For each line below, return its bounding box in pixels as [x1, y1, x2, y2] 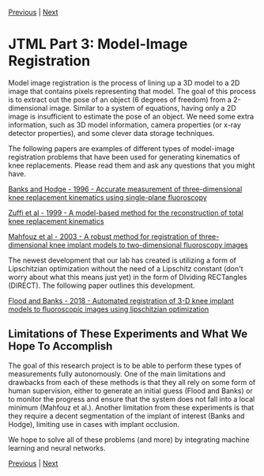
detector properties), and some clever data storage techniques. [8, 128, 215, 138]
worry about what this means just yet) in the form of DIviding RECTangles [8, 272, 247, 281]
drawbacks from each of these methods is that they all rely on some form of [8, 377, 256, 387]
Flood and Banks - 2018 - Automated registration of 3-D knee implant [8, 296, 235, 305]
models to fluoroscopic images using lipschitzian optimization [8, 304, 209, 314]
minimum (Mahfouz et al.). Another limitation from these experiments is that [8, 402, 255, 412]
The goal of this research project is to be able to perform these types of [8, 361, 242, 370]
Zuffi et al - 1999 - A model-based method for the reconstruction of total [8, 208, 243, 217]
